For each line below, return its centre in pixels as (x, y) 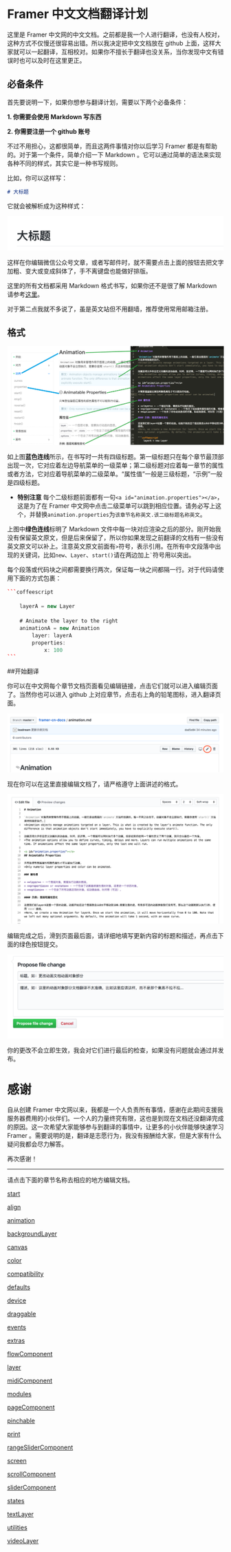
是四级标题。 (25, 482)
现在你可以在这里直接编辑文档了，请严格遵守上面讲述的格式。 (95, 784)
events (16, 1327)
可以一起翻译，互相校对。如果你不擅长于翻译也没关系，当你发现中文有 (118, 52)
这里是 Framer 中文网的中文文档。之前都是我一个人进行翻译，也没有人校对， (115, 34)
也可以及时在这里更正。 (52, 60)
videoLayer (23, 1541)
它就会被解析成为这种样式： (46, 206)
